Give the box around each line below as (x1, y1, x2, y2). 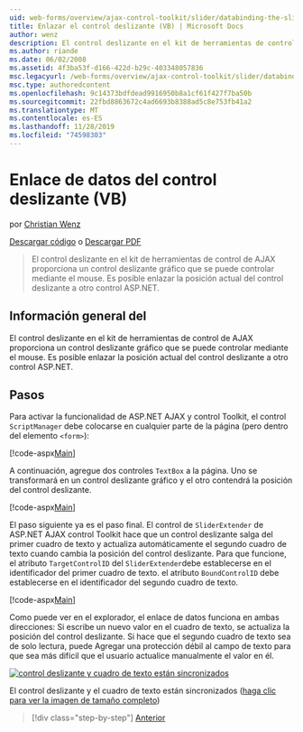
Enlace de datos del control (9, 170, 217, 190)
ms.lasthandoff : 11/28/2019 (9, 123, 115, 132)
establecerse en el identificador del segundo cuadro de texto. (9, 577, 239, 588)
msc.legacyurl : (9, 72, 67, 81)
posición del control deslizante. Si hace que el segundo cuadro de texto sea (9, 631, 291, 642)
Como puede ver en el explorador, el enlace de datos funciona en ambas (9, 612, 280, 623)
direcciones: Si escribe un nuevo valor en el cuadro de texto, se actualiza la (9, 622, 290, 633)
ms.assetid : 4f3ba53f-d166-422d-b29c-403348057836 (9, 64, 204, 73)
